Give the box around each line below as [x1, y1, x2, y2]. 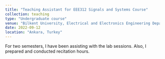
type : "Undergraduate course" [5, 16, 67, 21]
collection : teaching [5, 12, 50, 17]
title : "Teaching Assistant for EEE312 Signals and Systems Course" [5, 7, 148, 12]
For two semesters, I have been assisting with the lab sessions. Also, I [5, 43, 146, 49]
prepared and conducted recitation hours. [5, 48, 90, 54]
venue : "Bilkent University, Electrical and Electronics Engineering [5, 20, 151, 26]
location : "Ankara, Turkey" [5, 30, 63, 35]
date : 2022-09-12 [5, 25, 41, 30]
